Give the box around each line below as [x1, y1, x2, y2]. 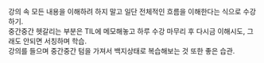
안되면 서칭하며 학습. [22, 36, 87, 46]
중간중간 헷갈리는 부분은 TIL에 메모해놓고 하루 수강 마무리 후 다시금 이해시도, [8, 27, 246, 35]
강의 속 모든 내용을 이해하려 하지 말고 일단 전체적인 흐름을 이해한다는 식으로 [8, 7, 242, 16]
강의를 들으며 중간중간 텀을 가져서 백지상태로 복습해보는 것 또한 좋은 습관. [8, 46, 235, 55]
